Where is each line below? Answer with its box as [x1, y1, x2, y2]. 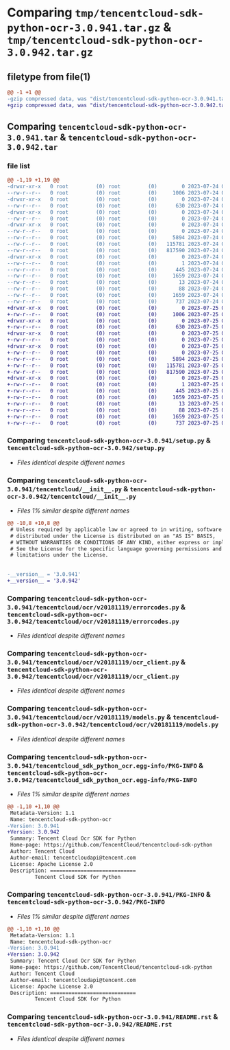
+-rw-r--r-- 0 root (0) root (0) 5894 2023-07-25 [7, 355, 219, 362]
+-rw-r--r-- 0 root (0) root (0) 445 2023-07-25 [7, 388, 219, 394]
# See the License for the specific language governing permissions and [10, 545, 222, 552]
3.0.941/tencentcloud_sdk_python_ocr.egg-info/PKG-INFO [7, 761, 197, 770]
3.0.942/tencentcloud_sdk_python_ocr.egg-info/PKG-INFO [7, 776, 197, 784]
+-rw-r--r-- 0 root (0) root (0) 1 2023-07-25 [7, 381, 219, 388]
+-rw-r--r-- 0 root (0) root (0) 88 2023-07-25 [7, 407, 219, 414]
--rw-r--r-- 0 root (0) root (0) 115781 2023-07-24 [7, 241, 219, 248]
